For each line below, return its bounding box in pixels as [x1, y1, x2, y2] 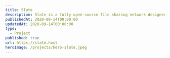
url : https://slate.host [5, 40, 58, 45]
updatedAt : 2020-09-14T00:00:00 [5, 21, 73, 27]
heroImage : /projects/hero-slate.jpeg [5, 45, 87, 50]
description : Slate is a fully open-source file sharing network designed [5, 12, 166, 17]
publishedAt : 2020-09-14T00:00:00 [5, 17, 78, 22]
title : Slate [5, 7, 33, 13]
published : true [5, 36, 39, 41]
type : [5, 26, 17, 31]
